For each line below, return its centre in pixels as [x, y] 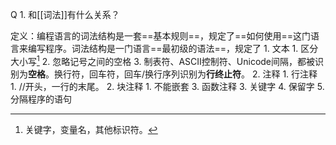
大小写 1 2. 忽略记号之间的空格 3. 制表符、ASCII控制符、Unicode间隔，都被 [163, 60]
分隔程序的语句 [41, 99]
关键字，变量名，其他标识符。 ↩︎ [91, 129]
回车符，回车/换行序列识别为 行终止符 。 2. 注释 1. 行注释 [203, 74]
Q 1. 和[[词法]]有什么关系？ [65, 14]
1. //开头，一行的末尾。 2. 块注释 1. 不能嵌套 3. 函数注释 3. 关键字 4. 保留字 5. [167, 86]
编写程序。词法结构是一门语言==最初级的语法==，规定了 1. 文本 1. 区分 [173, 48]
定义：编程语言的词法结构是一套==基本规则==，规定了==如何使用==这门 [161, 36]
